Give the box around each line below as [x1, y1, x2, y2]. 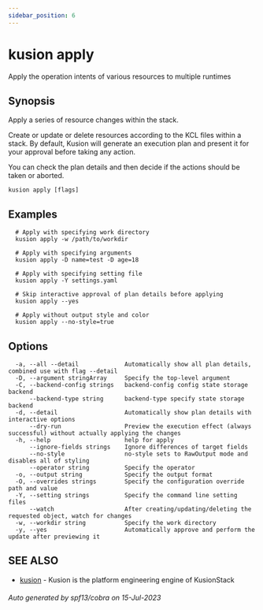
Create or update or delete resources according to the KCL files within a [8, 131, 242, 140]
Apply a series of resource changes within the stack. [8, 115, 179, 125]
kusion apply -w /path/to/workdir [15, 236, 128, 244]
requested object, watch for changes [8, 512, 132, 520]
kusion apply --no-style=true [15, 318, 114, 326]
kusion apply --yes [15, 297, 80, 306]
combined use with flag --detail [8, 367, 118, 375]
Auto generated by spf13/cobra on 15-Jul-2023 [8, 593, 161, 603]
